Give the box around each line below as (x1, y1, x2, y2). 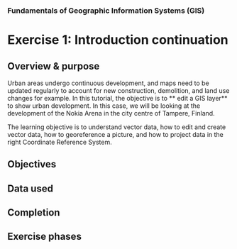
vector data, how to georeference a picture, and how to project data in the (7, 130, 224, 138)
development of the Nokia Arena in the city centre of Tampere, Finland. (7, 109, 215, 117)
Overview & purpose (7, 60, 100, 72)
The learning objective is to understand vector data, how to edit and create (7, 123, 226, 131)
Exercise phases (7, 231, 82, 243)
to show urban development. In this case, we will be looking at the (7, 101, 201, 110)
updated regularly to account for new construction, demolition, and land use (7, 86, 230, 94)
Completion (7, 206, 60, 218)
